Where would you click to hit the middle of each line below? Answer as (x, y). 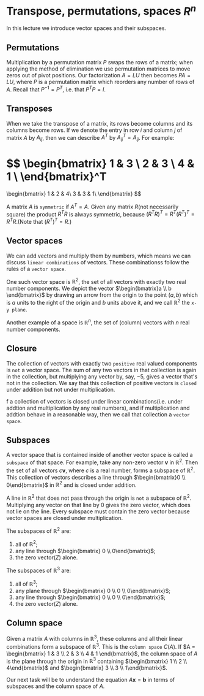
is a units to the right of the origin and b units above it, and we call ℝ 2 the (98, 302)
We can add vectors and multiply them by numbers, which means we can (99, 256)
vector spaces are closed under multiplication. (65, 518)
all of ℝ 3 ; (26, 583)
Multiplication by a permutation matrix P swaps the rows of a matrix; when (100, 63)
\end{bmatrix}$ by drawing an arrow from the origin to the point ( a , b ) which (102, 295)
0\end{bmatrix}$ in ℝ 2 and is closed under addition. (71, 484)
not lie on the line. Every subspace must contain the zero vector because (98, 511)
